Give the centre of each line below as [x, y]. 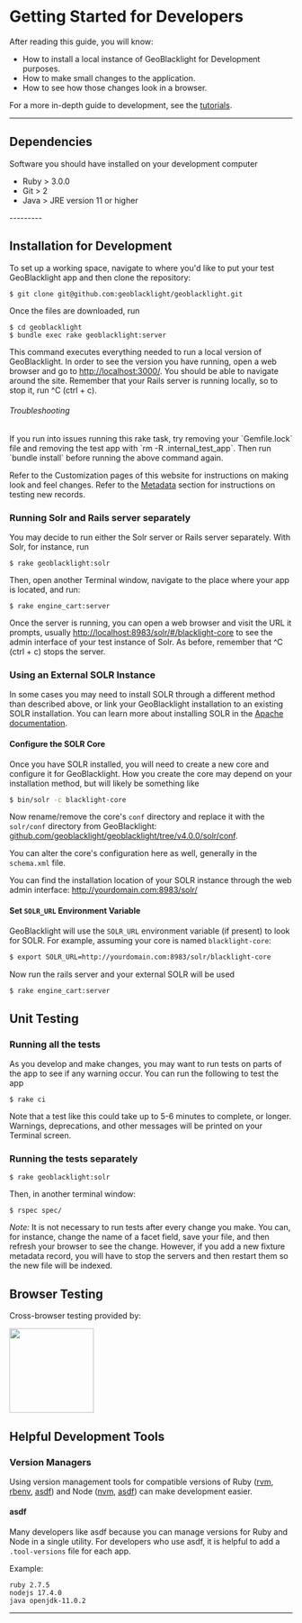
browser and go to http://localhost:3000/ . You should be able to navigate [144, 370]
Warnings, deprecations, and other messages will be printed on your [136, 1126]
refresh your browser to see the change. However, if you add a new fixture [147, 1246]
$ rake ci [28, 1100]
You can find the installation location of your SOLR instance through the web [151, 880]
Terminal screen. [40, 1135]
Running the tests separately [74, 1158]
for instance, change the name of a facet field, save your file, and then [139, 1237]
